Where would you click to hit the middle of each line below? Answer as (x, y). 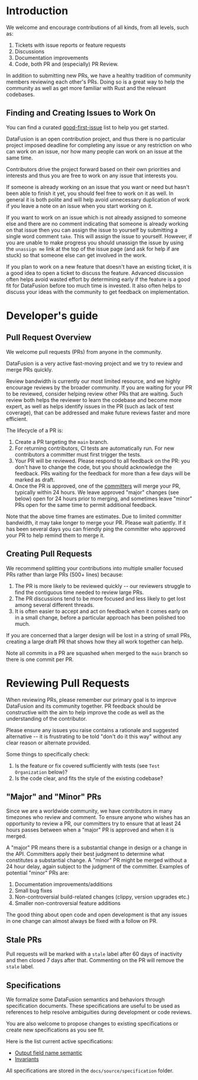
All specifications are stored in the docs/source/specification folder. (90, 1071)
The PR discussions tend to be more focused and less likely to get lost (100, 598)
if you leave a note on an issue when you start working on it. (79, 206)
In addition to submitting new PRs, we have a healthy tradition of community (99, 75)
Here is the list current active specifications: (60, 1041)
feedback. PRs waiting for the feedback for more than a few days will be (103, 473)
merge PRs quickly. (30, 369)
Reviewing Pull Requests (68, 683)
